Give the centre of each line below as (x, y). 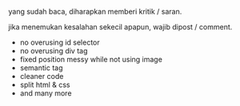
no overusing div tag (54, 51)
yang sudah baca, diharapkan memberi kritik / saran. (95, 12)
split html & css (45, 84)
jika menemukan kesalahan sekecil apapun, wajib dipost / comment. (120, 27)
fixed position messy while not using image (91, 59)
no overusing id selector (60, 42)
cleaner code (42, 76)
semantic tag (41, 68)
